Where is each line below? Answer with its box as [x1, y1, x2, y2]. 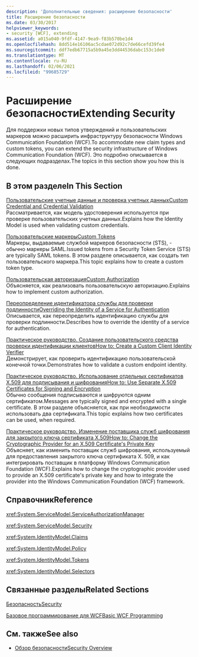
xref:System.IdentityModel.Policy [6, 544, 87, 552]
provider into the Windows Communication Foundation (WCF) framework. [6, 478, 185, 485]
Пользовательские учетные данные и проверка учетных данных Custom [6, 197, 189, 203]
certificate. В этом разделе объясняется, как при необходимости [6, 404, 170, 411]
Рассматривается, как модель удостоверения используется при [6, 209, 169, 216]
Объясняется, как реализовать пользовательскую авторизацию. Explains [6, 282, 190, 289]
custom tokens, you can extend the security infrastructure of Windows [6, 145, 178, 152]
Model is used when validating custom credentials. [6, 222, 130, 229]
